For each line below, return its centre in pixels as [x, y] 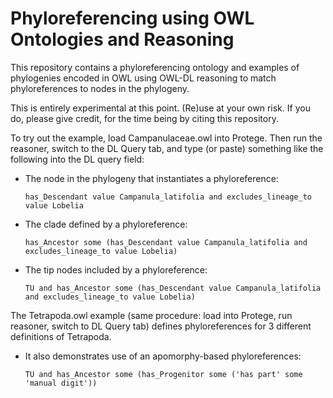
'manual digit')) [61, 383]
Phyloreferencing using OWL [132, 18]
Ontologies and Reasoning [122, 39]
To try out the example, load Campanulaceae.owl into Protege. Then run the [166, 138]
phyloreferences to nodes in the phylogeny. [100, 88]
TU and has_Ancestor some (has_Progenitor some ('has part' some [163, 374]
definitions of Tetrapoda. [61, 336]
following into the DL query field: [77, 159]
